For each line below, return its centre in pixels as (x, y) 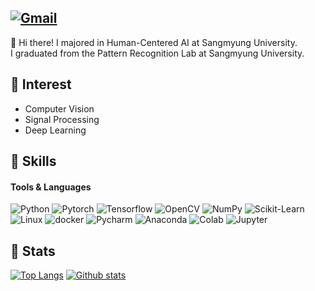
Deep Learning (55, 130)
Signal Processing (62, 119)
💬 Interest (41, 84)
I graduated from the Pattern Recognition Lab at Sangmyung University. (157, 53)
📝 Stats (33, 251)
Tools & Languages (51, 187)
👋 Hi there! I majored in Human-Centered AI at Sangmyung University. (154, 42)
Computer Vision (59, 108)
